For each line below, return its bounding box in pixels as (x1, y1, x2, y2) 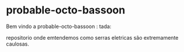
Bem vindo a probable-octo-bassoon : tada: (6, 23, 112, 30)
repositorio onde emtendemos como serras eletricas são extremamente (6, 34, 179, 41)
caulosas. (6, 40, 29, 47)
